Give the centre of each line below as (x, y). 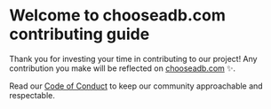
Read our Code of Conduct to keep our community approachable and (136, 86)
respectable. (32, 95)
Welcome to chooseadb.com (118, 16)
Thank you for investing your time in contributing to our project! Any (133, 58)
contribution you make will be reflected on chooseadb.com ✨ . (123, 68)
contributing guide (80, 34)
